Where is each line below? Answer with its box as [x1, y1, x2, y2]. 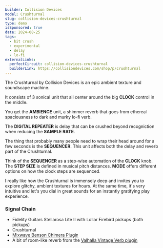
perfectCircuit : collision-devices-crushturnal [9, 62, 108, 66]
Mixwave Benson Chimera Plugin [12, 232, 79, 238]
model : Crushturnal [5, 12, 45, 17]
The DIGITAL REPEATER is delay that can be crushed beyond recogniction [5, 124, 155, 129]
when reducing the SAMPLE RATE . [5, 129, 75, 134]
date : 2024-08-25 [5, 30, 41, 35]
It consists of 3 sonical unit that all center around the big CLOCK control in [5, 94, 155, 100]
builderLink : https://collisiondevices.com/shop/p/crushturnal [9, 66, 141, 71]
